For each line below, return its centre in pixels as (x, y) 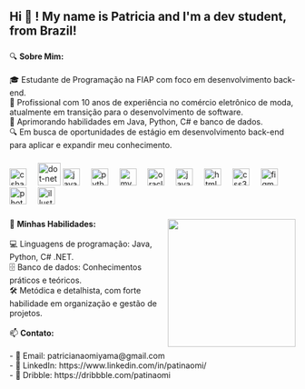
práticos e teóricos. (46, 280)
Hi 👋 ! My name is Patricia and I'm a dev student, (148, 17)
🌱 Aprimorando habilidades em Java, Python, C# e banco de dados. (136, 122)
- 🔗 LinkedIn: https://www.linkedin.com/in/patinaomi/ (108, 365)
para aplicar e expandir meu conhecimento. (91, 145)
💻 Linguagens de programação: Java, (81, 244)
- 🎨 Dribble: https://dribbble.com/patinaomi (90, 375)
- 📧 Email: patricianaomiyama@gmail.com (87, 356)
